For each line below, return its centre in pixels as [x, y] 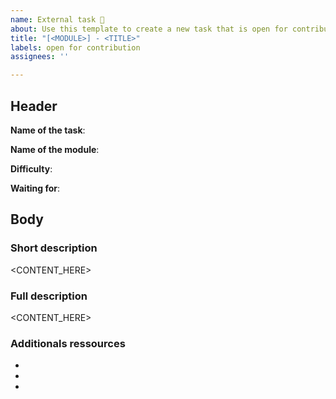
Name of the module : [55, 149]
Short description [54, 248]
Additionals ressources [68, 343]
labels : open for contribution [75, 47]
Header [34, 106]
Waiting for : [35, 188]
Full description [49, 296]
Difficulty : [31, 168]
